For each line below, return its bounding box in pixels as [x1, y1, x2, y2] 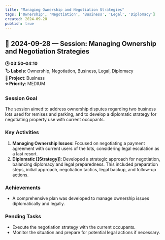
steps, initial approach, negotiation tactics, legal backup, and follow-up [12, 166, 157, 172]
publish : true [5, 21, 34, 26]
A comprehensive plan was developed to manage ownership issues [12, 195, 149, 201]
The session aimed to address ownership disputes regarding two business [5, 106, 156, 112]
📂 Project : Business [5, 75, 45, 81]
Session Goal [5, 95, 37, 101]
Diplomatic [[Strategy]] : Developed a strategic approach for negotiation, [12, 156, 161, 162]
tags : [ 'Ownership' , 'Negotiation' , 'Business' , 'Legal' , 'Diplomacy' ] [5, 12, 155, 17]
